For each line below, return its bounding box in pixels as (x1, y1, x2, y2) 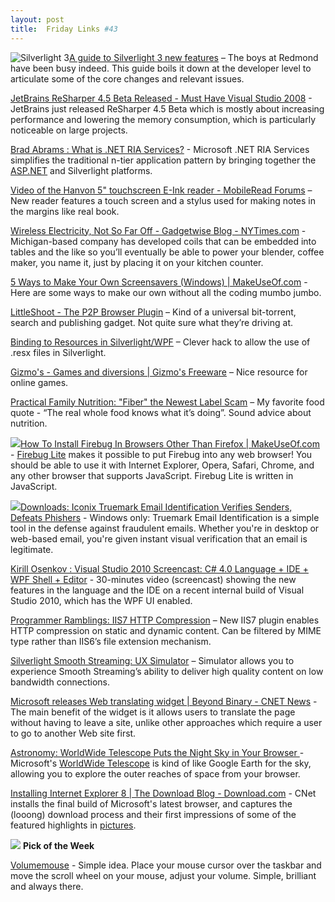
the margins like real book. (10, 205, 120, 217)
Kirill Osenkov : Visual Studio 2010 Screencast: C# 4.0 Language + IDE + (10, 562, 309, 575)
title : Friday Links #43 (10, 24, 118, 34)
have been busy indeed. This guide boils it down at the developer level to (10, 62, 312, 74)
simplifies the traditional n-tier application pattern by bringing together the (10, 154, 317, 166)
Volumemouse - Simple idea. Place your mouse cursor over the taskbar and (10, 859, 322, 871)
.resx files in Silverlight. (10, 346, 107, 358)
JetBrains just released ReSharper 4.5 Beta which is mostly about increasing (10, 102, 325, 115)
